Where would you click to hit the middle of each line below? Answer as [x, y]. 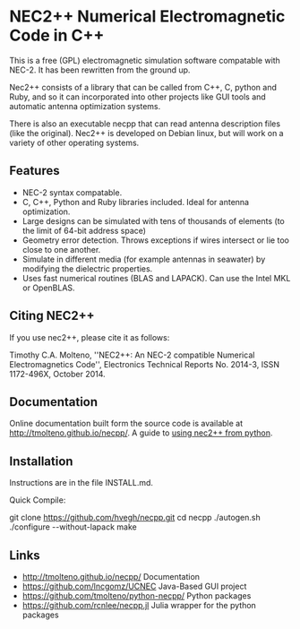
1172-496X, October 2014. [57, 374]
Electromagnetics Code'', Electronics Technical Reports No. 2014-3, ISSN [145, 364]
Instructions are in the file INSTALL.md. [81, 483]
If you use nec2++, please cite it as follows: [90, 337]
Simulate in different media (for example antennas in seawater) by [144, 259]
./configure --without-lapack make [73, 527]
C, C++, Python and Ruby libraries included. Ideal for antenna [135, 202]
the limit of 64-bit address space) [84, 230]
